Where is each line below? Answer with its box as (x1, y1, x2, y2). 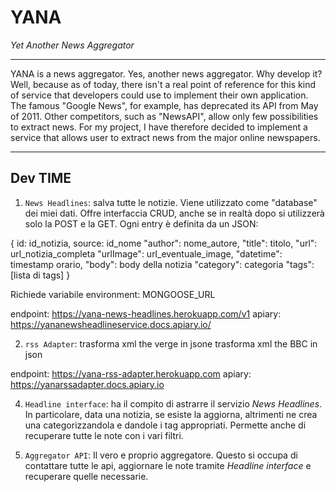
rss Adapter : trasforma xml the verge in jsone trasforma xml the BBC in (24, 337, 318, 350)
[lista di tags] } (10, 269, 71, 281)
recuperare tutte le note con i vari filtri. (24, 429, 184, 441)
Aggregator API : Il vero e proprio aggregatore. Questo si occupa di (24, 449, 298, 461)
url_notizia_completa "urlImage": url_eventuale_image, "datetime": (10, 247, 283, 260)
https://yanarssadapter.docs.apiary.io (10, 378, 165, 390)
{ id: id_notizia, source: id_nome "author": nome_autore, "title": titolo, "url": (10, 237, 318, 249)
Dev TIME (10, 170, 72, 187)
